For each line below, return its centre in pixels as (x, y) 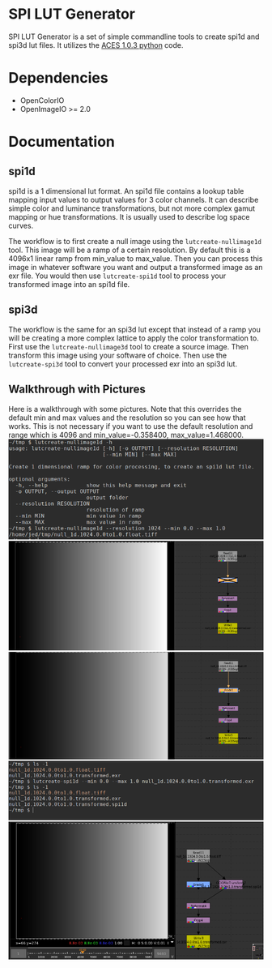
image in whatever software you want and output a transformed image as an (136, 267)
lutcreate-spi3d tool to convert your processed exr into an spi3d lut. (123, 364)
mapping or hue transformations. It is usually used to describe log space (129, 216)
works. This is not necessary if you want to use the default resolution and (131, 426)
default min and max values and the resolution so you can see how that (127, 418)
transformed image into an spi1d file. (69, 284)
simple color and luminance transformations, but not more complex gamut (132, 208)
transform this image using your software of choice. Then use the (118, 355)
